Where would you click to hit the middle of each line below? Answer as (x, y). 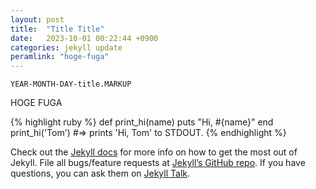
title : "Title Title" (57, 29)
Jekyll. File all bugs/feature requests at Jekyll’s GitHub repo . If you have (158, 163)
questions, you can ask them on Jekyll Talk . (100, 173)
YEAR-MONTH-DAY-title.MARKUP (71, 84)
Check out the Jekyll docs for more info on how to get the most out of (154, 152)
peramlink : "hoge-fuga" (60, 57)
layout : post (37, 19)
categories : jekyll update (66, 47)
